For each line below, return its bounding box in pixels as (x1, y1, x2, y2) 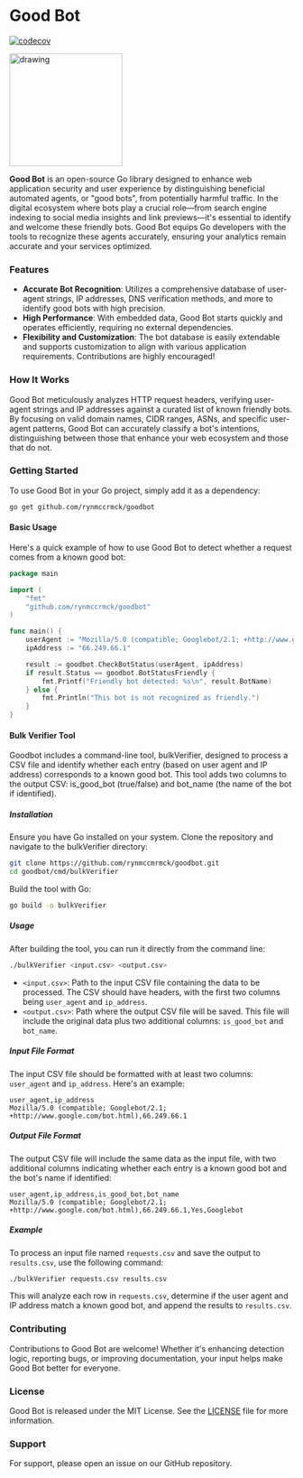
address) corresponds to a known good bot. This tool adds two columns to (9, 769, 287, 780)
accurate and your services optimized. (9, 240, 152, 251)
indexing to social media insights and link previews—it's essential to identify (9, 211, 291, 222)
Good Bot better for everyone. (9, 1362, 121, 1373)
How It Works (9, 374, 70, 386)
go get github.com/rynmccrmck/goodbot (9, 502, 155, 511)
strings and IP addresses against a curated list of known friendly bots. (32, 404, 293, 414)
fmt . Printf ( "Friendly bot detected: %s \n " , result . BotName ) (41, 676, 272, 686)
